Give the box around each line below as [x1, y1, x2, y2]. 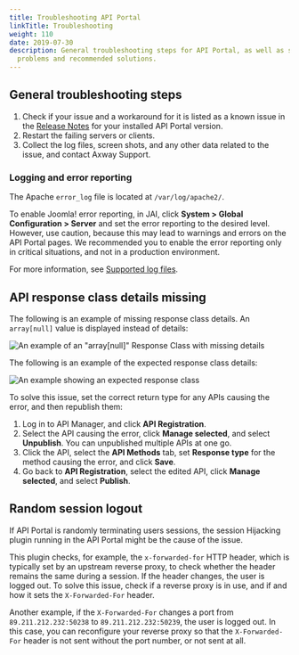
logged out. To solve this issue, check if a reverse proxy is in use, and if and [9, 580, 287, 591]
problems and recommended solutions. [17, 54, 158, 63]
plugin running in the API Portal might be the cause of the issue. [9, 534, 243, 544]
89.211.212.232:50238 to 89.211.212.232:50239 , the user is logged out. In [9, 616, 276, 626]
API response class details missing [9, 290, 206, 305]
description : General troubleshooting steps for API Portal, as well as [9, 46, 285, 55]
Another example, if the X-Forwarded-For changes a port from [9, 607, 234, 618]
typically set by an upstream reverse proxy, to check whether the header [9, 561, 276, 571]
